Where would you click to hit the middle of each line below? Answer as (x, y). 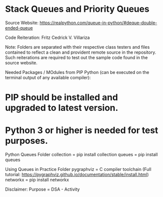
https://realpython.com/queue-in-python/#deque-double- (98, 23)
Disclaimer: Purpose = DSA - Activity (43, 189)
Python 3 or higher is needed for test (82, 130)
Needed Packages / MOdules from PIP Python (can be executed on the (77, 72)
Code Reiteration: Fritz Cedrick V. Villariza (48, 37)
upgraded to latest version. (62, 108)
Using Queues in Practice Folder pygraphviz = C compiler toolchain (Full (78, 169)
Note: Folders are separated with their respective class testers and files (78, 47)
